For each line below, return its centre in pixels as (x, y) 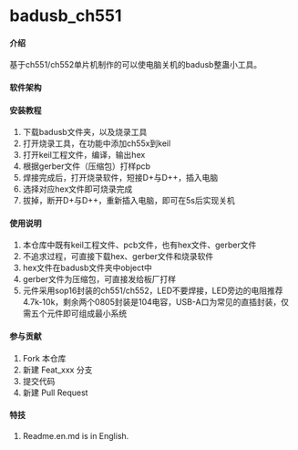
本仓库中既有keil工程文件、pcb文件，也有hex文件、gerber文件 (139, 245)
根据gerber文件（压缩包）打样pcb (87, 166)
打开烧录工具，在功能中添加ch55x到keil (97, 143)
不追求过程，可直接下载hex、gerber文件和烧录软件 (118, 256)
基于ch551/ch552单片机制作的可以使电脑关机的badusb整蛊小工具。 (136, 65)
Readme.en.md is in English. (76, 435)
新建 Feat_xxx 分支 (57, 370)
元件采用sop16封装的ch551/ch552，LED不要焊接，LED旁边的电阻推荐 (153, 291)
